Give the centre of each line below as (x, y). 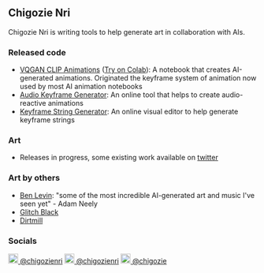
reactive (33, 103)
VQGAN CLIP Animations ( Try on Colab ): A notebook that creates (125, 69)
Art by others (34, 178)
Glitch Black (39, 211)
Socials (22, 241)
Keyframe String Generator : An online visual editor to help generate (129, 112)
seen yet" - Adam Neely (59, 204)
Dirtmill (31, 220)
